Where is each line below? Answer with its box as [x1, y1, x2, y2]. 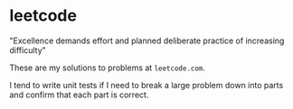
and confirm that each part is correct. [9, 89, 149, 100]
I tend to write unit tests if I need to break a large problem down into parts [9, 79, 284, 90]
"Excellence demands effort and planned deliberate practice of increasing [9, 35, 285, 46]
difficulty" [9, 44, 47, 55]
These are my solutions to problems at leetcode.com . [9, 62, 206, 73]
